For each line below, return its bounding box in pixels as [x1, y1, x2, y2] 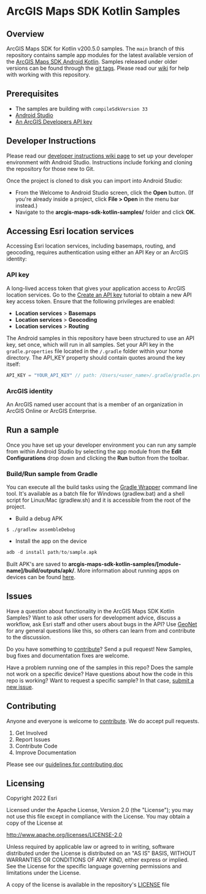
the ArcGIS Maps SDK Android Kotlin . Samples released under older [6, 58, 178, 65]
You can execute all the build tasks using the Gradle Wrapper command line [6, 483, 198, 491]
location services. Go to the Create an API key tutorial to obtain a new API [6, 291, 192, 298]
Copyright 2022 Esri [6, 795, 57, 802]
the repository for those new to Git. [6, 165, 95, 172]
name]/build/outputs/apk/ [6, 567, 75, 574]
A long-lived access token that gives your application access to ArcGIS [6, 284, 186, 292]
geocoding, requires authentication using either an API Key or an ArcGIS [6, 249, 189, 256]
